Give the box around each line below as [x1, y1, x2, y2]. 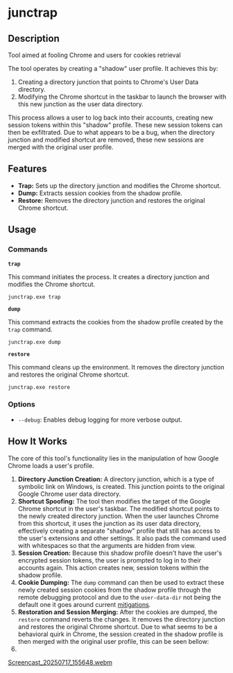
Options [8, 399, 35, 409]
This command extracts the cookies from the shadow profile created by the [8, 317, 224, 326]
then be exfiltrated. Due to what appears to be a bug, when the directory [8, 128, 215, 136]
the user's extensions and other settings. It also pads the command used [17, 533, 227, 542]
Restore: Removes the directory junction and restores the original [17, 196, 205, 204]
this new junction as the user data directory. [17, 100, 144, 108]
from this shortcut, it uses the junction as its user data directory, [17, 519, 201, 527]
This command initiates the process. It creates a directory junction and [8, 272, 210, 281]
